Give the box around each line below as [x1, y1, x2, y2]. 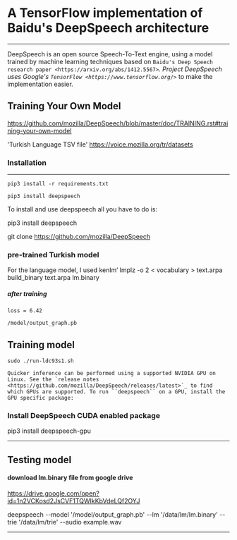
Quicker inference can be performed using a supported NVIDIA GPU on [7, 370, 217, 377]
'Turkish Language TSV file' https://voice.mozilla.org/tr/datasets [7, 140, 193, 149]
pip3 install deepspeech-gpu [7, 427, 92, 435]
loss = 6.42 [7, 307, 42, 314]
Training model [7, 338, 75, 350]
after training [7, 289, 47, 297]
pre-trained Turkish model [7, 250, 99, 259]
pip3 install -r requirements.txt [7, 180, 109, 188]
